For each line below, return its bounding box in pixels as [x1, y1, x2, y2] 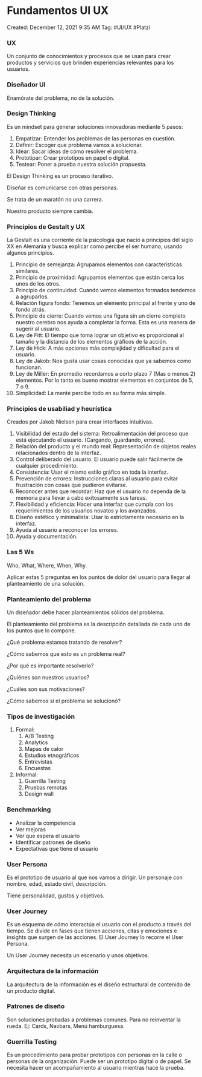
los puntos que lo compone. [7, 627, 77, 634]
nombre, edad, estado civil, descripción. [7, 880, 107, 887]
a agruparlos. [15, 293, 49, 300]
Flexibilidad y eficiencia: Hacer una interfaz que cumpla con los [15, 500, 174, 508]
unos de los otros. [15, 280, 61, 287]
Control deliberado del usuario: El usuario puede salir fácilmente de [15, 456, 183, 463]
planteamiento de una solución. [7, 580, 85, 587]
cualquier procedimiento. [15, 462, 78, 470]
